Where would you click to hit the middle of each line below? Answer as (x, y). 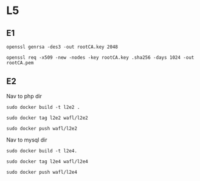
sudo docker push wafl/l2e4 (42, 172)
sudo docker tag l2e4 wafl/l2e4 (47, 162)
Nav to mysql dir (27, 140)
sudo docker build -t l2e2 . (43, 107)
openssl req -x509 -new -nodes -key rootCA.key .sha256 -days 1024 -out (100, 58)
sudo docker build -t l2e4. (42, 151)
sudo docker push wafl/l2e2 (42, 128)
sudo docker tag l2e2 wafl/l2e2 (47, 118)
